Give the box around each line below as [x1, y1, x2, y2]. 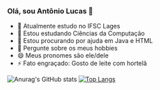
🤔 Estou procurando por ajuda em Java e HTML [17, 37, 154, 45]
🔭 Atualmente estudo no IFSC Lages [17, 22, 121, 30]
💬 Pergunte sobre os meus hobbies [17, 44, 118, 53]
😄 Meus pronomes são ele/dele [17, 51, 109, 60]
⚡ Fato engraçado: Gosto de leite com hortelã [17, 59, 148, 68]
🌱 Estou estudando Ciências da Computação [17, 29, 145, 37]
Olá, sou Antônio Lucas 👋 [7, 6, 94, 16]
